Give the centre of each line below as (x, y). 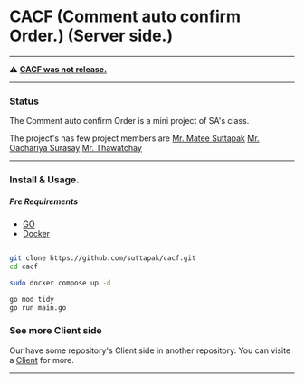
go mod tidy (32, 299)
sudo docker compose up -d (60, 283)
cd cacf (24, 266)
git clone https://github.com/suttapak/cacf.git (103, 258)
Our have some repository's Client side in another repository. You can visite (150, 350)
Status (24, 101)
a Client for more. (42, 360)
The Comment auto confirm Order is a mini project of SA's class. (129, 121)
